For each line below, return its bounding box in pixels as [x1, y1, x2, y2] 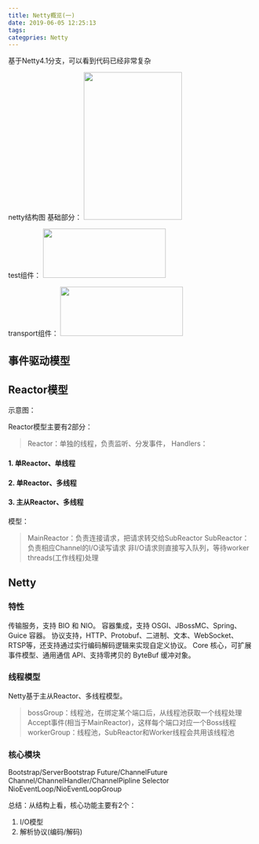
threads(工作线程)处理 [27, 553, 100, 562]
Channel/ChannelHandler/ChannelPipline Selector [8, 776, 170, 786]
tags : [8, 26, 26, 34]
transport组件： [8, 328, 59, 339]
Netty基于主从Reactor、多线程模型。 [8, 690, 127, 701]
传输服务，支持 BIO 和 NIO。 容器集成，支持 [8, 620, 151, 630]
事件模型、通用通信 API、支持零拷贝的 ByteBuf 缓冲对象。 [8, 650, 195, 660]
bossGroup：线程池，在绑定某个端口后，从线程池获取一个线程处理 [27, 708, 243, 717]
